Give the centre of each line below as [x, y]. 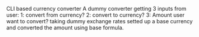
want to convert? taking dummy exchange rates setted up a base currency [100, 21]
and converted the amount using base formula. [65, 27]
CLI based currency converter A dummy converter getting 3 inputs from [96, 9]
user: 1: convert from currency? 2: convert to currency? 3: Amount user [96, 15]
